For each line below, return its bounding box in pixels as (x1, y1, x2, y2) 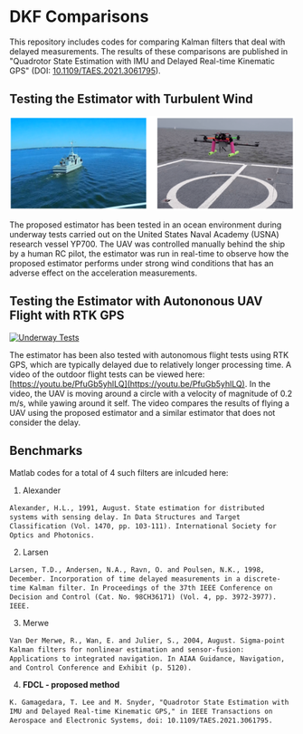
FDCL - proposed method (22, 679, 120, 690)
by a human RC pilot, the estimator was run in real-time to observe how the (9, 248, 289, 259)
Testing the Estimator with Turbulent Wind (9, 92, 253, 107)
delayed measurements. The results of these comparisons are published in (9, 45, 289, 56)
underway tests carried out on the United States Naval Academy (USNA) (9, 229, 279, 240)
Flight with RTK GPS (9, 308, 125, 324)
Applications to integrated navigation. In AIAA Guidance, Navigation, (9, 654, 285, 663)
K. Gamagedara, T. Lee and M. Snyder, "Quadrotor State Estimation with (9, 698, 289, 707)
